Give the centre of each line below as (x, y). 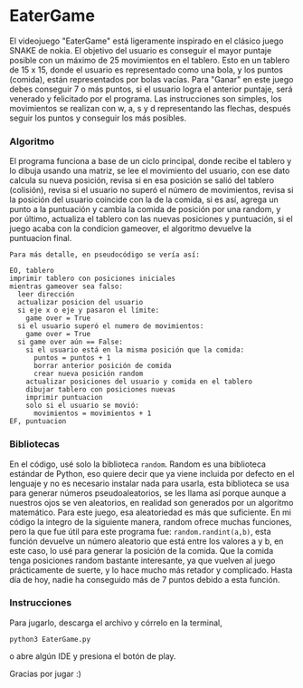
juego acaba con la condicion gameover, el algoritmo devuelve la (130, 228)
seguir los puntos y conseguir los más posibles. (98, 118)
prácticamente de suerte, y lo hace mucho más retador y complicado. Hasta (151, 570)
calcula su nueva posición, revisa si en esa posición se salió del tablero (142, 180)
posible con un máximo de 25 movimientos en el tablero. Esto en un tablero (150, 60)
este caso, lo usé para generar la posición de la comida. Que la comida (142, 550)
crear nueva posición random (88, 374)
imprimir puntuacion (64, 398)
